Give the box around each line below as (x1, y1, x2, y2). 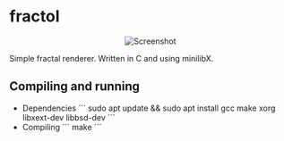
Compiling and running (9, 79, 141, 95)
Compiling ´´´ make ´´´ (22, 121, 102, 132)
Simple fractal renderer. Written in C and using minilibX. (9, 53, 214, 63)
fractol (9, 6, 60, 27)
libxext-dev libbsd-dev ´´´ (22, 112, 116, 122)
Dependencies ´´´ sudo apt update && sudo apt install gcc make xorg (22, 103, 276, 113)
